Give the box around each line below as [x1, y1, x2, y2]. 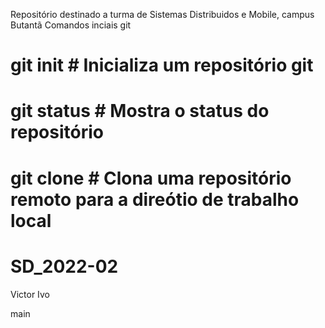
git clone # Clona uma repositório [10, 167, 292, 189]
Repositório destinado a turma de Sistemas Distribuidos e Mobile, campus [10, 9, 315, 20]
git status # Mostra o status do [10, 100, 270, 123]
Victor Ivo [10, 288, 50, 300]
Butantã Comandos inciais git [10, 19, 132, 31]
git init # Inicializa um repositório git [10, 54, 314, 77]
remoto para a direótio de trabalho [10, 188, 300, 211]
